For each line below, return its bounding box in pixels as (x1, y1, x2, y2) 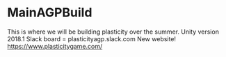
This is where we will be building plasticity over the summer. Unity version (7, 27, 219, 36)
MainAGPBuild (7, 5, 92, 21)
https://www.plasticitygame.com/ (7, 42, 103, 50)
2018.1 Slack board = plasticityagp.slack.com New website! (7, 34, 176, 43)
